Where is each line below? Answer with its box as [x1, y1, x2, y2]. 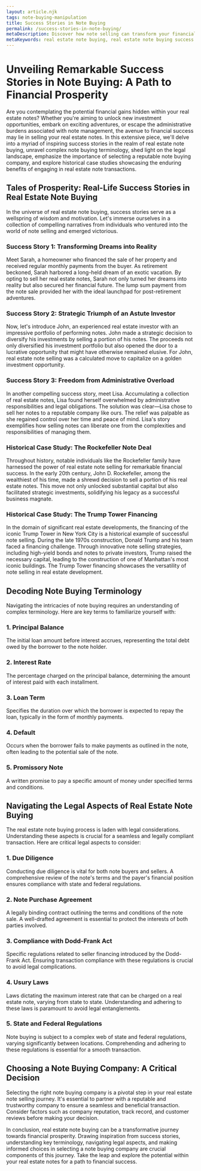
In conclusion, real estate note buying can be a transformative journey [6, 1126, 179, 1133]
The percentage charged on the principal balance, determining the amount [6, 672, 190, 679]
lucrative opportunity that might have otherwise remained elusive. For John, [6, 348, 193, 356]
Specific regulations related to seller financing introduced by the [6, 950, 165, 958]
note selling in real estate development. [6, 568, 103, 576]
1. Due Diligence [6, 854, 54, 862]
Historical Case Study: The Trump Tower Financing [6, 510, 157, 519]
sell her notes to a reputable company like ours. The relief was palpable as [6, 409, 190, 416]
